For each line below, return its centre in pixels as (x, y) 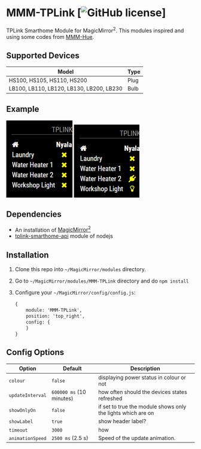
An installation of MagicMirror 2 (53, 229)
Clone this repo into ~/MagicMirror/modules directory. (80, 269)
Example (23, 109)
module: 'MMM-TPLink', (54, 310)
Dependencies (34, 215)
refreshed (110, 398)
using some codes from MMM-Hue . (50, 37)
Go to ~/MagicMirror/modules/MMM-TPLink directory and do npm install (102, 281)
